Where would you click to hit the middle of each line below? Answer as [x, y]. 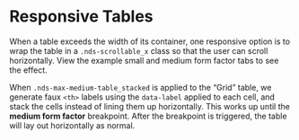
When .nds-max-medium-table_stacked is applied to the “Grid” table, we [141, 87]
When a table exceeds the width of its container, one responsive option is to [149, 41]
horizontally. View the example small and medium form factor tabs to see [144, 60]
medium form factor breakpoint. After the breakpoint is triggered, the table [148, 116]
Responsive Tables [82, 17]
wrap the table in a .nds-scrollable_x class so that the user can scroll [139, 50]
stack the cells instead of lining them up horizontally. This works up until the [149, 106]
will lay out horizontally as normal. [72, 125]
